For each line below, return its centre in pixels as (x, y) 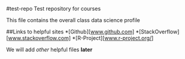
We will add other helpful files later (49, 49)
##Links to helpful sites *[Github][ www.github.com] (70, 32)
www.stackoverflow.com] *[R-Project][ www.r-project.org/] (81, 38)
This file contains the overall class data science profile (73, 20)
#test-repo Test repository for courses (54, 9)
